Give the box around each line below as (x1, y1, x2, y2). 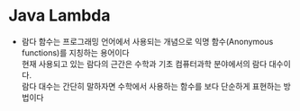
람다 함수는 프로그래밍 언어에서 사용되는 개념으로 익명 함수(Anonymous (21, 36, 274, 47)
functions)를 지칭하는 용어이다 (21, 47, 130, 58)
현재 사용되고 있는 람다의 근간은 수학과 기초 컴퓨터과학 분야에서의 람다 (21, 58, 268, 69)
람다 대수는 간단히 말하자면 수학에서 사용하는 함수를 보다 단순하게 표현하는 (21, 81, 282, 91)
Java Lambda (8, 5, 111, 26)
